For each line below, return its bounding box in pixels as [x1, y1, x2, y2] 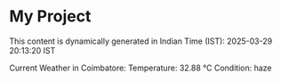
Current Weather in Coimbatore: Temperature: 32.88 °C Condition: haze [9, 62, 273, 73]
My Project [9, 6, 92, 27]
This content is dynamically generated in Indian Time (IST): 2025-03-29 [9, 36, 273, 46]
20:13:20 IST [9, 45, 56, 55]
